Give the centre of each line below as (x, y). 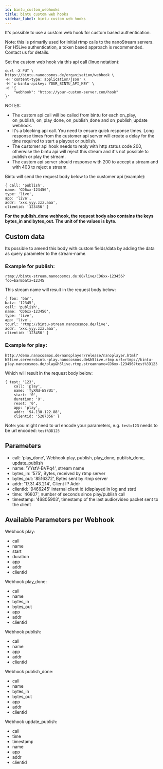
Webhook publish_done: (29, 672)
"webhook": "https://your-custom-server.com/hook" (66, 92)
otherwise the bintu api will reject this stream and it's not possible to (80, 152)
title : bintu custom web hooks (37, 14)
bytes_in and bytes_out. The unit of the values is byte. (61, 221)
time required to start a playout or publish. (54, 141)
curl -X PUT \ (19, 71)
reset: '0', (26, 403)
